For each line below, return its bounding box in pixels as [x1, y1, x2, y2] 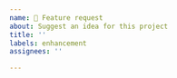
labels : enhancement [9, 38, 88, 48]
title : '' [9, 30, 47, 39]
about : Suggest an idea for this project [9, 22, 169, 31]
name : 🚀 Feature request [9, 13, 103, 23]
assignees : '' [9, 47, 64, 56]
